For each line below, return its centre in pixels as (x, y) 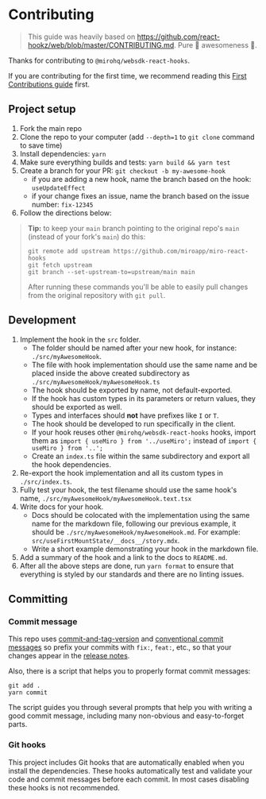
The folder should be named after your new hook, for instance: (134, 348)
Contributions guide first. (49, 84)
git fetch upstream (60, 265)
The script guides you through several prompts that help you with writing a (130, 708)
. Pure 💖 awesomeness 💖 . (216, 44)
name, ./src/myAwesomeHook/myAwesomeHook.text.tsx (106, 498)
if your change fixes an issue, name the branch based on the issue (141, 195)
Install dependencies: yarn (63, 153)
